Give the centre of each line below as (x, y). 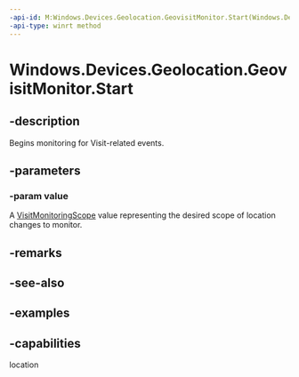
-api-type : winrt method (55, 26)
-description (44, 121)
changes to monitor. (46, 225)
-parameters (45, 170)
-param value (39, 196)
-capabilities (45, 343)
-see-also (37, 282)
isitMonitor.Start (71, 88)
